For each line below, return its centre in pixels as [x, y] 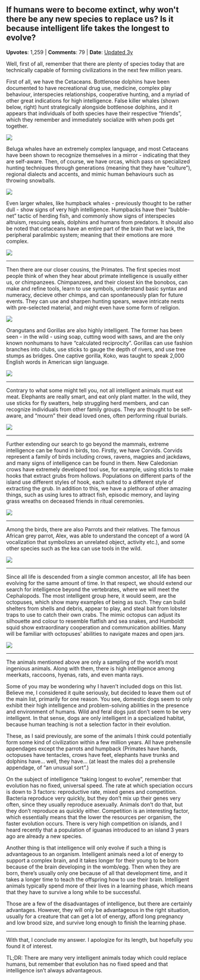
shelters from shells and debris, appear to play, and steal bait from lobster [97, 608]
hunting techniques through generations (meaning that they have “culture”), [99, 168]
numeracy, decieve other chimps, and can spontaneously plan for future [95, 295]
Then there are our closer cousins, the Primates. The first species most [93, 269]
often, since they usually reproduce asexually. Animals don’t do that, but [95, 804]
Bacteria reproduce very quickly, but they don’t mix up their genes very [93, 798]
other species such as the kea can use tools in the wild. [74, 548]
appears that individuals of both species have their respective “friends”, [94, 113]
